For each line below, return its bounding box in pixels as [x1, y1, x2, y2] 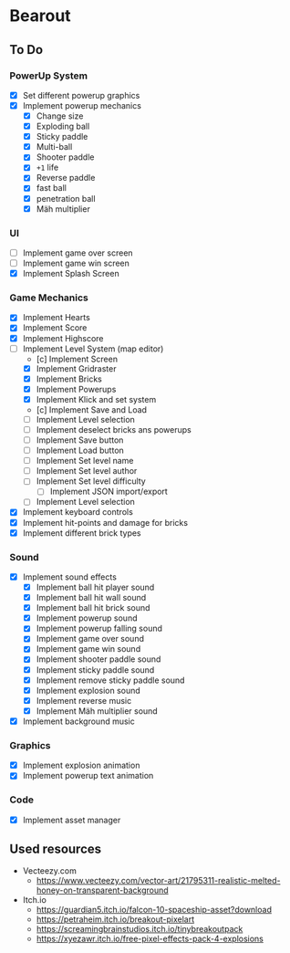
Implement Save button [36, 435, 124, 445]
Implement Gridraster [36, 362, 117, 374]
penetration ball [36, 193, 96, 204]
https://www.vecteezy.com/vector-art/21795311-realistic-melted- [36, 875, 281, 886]
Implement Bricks [36, 373, 102, 384]
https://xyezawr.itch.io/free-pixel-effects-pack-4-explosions [36, 933, 264, 945]
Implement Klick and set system [36, 393, 157, 404]
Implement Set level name [36, 456, 134, 466]
